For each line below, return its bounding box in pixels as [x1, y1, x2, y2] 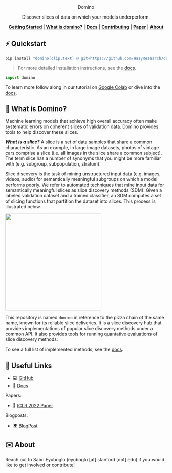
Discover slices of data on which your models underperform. [22, 14, 150, 20]
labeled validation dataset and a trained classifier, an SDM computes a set [5, 193, 161, 199]
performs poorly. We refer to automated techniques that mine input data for [5, 181, 165, 188]
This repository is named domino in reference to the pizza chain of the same [5, 315, 164, 321]
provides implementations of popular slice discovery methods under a [5, 325, 153, 332]
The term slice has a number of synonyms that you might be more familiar [5, 155, 161, 161]
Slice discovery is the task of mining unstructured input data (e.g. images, [5, 171, 161, 177]
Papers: [5, 392, 22, 399]
